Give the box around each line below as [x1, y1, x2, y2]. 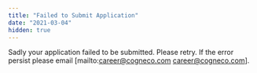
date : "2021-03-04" [8, 19, 72, 27]
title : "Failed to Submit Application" [8, 11, 139, 20]
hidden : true [8, 26, 51, 34]
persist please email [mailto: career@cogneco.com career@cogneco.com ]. [8, 56, 250, 65]
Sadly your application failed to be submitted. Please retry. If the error [8, 48, 234, 57]
